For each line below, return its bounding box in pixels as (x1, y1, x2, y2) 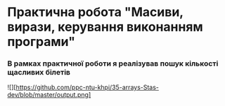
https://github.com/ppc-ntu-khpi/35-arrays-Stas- (15, 83, 160, 91)
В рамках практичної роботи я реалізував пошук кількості (7, 59, 219, 68)
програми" (7, 34, 76, 50)
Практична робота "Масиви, (7, 4, 184, 20)
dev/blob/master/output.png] (7, 91, 91, 99)
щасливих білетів (7, 68, 71, 77)
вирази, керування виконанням (7, 19, 203, 35)
